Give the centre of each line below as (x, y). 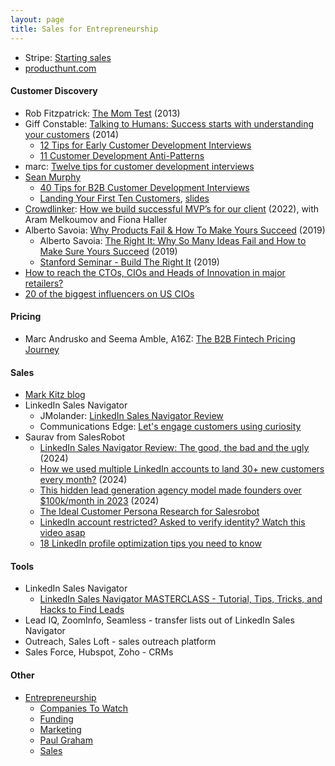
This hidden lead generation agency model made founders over (170, 490)
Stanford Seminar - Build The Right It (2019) (129, 262)
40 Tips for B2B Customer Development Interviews (144, 187)
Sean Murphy (53, 177)
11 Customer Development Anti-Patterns (122, 155)
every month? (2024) (83, 480)
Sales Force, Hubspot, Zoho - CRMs (99, 652)
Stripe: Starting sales (68, 57)
